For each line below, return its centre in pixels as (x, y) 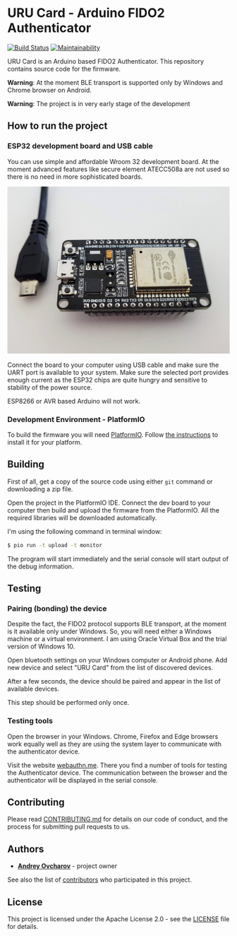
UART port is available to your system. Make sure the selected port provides (118, 372)
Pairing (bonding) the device (57, 608)
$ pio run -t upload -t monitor (55, 545)
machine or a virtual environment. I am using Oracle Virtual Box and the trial (117, 639)
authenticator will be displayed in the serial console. (83, 780)
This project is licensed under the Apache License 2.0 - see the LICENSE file (119, 919)
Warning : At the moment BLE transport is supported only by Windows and (115, 82)
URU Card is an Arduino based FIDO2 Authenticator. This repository (106, 61)
